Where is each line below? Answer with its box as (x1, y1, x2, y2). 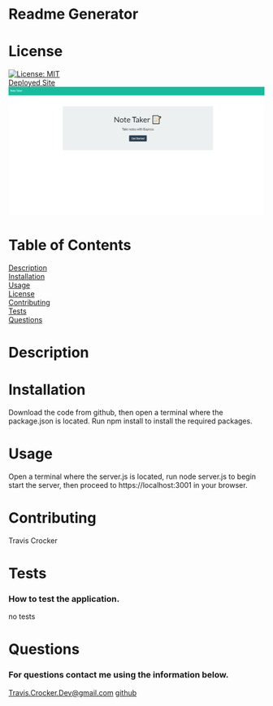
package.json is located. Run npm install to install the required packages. (8, 416, 253, 426)
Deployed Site (8, 78, 55, 88)
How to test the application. (8, 593, 120, 604)
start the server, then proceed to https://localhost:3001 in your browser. (8, 480, 248, 489)
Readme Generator (8, 5, 139, 24)
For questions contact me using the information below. (8, 669, 229, 681)
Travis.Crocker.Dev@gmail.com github (8, 687, 137, 697)
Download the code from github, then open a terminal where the (8, 407, 223, 417)
